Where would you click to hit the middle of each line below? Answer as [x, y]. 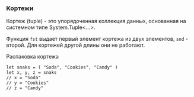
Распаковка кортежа [33, 57]
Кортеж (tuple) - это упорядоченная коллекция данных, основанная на [96, 21]
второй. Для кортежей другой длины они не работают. [76, 45]
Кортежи [20, 8]
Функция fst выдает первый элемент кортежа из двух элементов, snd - [97, 39]
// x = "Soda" [24, 78]
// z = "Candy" [25, 88]
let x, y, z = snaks [32, 73]
